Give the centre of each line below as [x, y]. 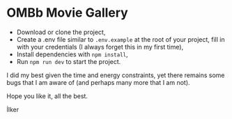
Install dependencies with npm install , [72, 54]
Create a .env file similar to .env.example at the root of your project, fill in [121, 39]
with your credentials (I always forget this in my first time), [100, 47]
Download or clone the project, [61, 32]
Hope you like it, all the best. [47, 96]
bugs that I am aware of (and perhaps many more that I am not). [98, 82]
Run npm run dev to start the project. [69, 61]
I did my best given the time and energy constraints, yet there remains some [116, 75]
